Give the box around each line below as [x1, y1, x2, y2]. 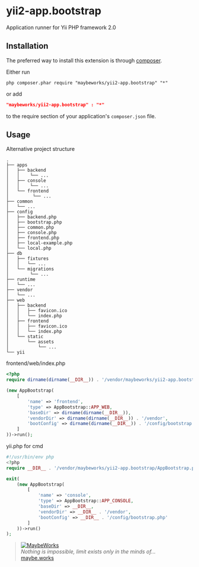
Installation [6, 41, 49, 51]
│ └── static [6, 334, 44, 340]
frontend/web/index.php [6, 360, 66, 367]
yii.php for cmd [6, 443, 43, 450]
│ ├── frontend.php [6, 235, 60, 241]
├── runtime [6, 276, 36, 283]
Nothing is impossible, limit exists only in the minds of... [20, 548, 156, 555]
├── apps [6, 162, 28, 168]
